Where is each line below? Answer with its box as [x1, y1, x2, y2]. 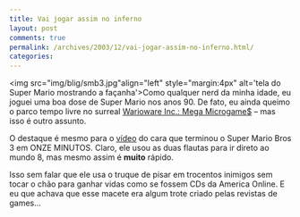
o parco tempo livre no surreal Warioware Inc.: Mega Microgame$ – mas [9, 106, 276, 117]
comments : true [9, 33, 66, 42]
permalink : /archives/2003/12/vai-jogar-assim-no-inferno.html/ [9, 43, 254, 52]
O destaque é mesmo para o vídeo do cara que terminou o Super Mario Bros [9, 133, 292, 144]
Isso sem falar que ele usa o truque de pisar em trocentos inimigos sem [9, 170, 273, 180]
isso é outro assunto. [9, 116, 87, 127]
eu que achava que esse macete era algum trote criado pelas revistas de [9, 188, 278, 199]
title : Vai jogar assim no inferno [9, 14, 142, 23]
